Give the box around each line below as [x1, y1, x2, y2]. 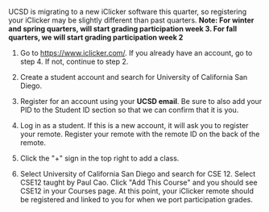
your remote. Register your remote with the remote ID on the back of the [19, 129, 260, 139]
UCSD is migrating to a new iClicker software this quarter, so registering [8, 7, 247, 16]
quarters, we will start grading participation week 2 [8, 32, 184, 42]
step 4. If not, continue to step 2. [19, 56, 129, 66]
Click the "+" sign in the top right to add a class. [19, 153, 180, 163]
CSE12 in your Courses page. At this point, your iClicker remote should [19, 186, 254, 196]
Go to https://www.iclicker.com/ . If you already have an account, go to [19, 48, 253, 57]
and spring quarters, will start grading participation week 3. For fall [8, 24, 238, 33]
